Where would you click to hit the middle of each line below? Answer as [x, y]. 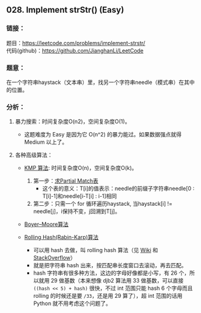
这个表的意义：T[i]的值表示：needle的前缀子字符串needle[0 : [118, 189]
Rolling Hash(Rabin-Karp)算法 [61, 237]
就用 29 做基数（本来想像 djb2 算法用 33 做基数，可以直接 [111, 281]
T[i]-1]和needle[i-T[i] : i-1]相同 [80, 196]
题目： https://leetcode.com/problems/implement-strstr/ [76, 43]
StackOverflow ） [54, 258]
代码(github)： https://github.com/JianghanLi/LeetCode [75, 51]
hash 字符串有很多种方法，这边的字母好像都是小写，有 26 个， [111, 273]
